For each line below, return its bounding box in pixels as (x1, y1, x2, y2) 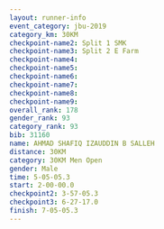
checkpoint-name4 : (9, 55, 78, 64)
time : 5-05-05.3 (9, 172, 70, 181)
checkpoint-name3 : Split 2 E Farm (9, 47, 140, 56)
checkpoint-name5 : (9, 64, 78, 73)
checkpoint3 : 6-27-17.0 (9, 197, 99, 207)
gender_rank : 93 (9, 114, 70, 123)
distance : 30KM (9, 147, 67, 156)
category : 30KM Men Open (9, 155, 103, 165)
